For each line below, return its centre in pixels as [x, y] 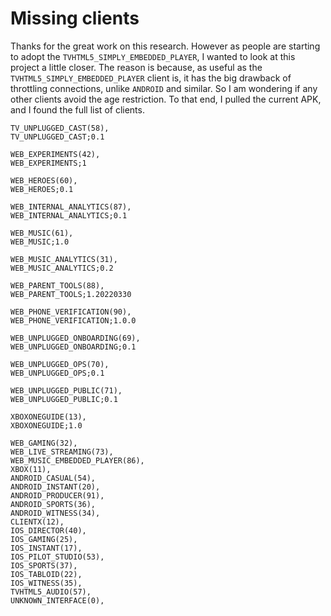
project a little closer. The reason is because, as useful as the [136, 67]
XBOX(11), [31, 469]
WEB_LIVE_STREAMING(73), [62, 452]
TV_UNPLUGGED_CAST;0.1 [57, 137]
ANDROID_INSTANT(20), [55, 487]
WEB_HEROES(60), [44, 180]
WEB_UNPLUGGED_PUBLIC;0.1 [64, 399]
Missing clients [75, 18]
